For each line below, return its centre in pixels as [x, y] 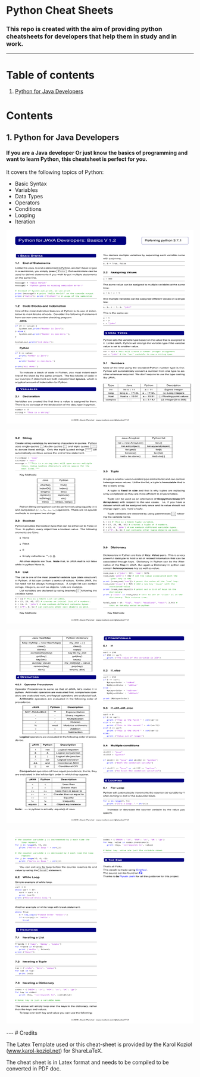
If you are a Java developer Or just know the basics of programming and [97, 152]
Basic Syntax [31, 184]
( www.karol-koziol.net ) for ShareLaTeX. [54, 1051]
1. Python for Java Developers [63, 137]
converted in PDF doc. [34, 1069]
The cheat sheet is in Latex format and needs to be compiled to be [87, 1062]
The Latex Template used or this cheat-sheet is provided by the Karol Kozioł [99, 1045]
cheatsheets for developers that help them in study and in [92, 36]
